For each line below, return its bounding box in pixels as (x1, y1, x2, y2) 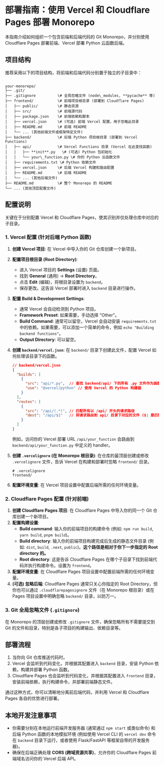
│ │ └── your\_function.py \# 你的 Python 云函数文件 (5, 155, 121, 160)
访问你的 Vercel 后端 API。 (25, 756, 79, 762)
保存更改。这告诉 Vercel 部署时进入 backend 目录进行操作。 (19, 285, 138, 291)
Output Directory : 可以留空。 (19, 336, 79, 342)
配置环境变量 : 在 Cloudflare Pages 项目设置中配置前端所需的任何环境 (12, 569, 150, 574)
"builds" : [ (17, 372, 41, 377)
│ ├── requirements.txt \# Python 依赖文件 (5, 160, 97, 165)
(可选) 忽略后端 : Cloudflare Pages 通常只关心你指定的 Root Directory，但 (12, 581, 158, 587)
